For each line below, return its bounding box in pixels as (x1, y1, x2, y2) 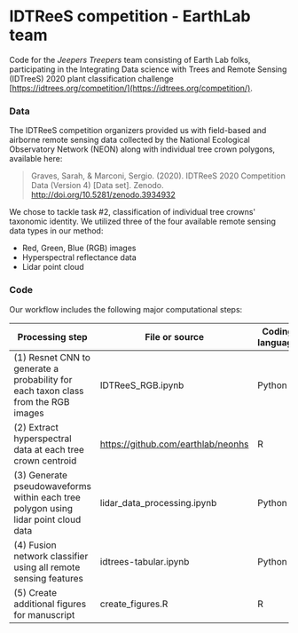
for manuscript (13, 608, 75, 621)
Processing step (17, 330, 88, 343)
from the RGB (13, 395, 70, 407)
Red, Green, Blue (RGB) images (21, 242, 137, 254)
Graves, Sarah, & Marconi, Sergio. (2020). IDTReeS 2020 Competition (30, 170, 286, 181)
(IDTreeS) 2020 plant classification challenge (9, 73, 175, 83)
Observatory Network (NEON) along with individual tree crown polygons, (9, 144, 276, 154)
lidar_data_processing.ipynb (99, 496, 217, 509)
